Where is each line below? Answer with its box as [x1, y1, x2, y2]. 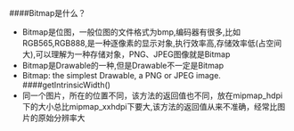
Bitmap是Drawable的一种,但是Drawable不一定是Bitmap [21, 61, 225, 70]
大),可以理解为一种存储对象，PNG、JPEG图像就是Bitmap [21, 49, 231, 60]
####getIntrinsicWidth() [21, 79, 111, 90]
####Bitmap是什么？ [9, 8, 86, 18]
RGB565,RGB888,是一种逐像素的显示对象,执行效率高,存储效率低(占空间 [21, 38, 282, 48]
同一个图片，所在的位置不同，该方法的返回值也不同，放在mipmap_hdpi [21, 90, 283, 101]
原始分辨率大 [37, 112, 86, 123]
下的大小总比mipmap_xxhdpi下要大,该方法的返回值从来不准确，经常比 [21, 102, 278, 111]
